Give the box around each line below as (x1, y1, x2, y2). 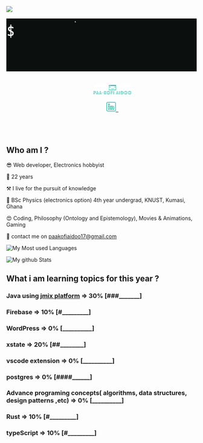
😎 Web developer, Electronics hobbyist (6, 161, 105, 169)
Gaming (6, 221, 26, 228)
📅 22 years (6, 173, 33, 180)
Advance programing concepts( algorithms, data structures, (6, 389, 187, 397)
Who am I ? (6, 145, 49, 155)
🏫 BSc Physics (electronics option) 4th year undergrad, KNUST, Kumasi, (6, 196, 185, 204)
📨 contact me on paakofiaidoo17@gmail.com (6, 233, 117, 240)
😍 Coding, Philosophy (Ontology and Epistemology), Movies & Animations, (6, 215, 193, 222)
